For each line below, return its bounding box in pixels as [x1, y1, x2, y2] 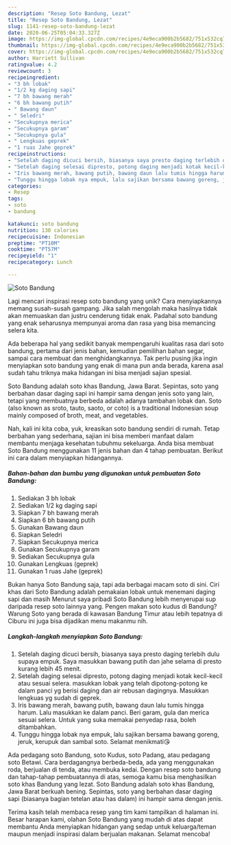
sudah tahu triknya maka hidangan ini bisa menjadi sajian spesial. [8, 368, 192, 376]
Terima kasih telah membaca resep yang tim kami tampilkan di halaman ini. [8, 808, 219, 816]
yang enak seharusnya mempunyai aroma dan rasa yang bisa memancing [8, 319, 216, 327]
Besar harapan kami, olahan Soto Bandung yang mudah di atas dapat [8, 815, 203, 823]
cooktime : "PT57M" [8, 246, 60, 253]
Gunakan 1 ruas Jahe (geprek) [17, 567, 104, 575]
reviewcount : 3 [8, 67, 51, 74]
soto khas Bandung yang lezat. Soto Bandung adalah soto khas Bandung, [8, 780, 215, 788]
